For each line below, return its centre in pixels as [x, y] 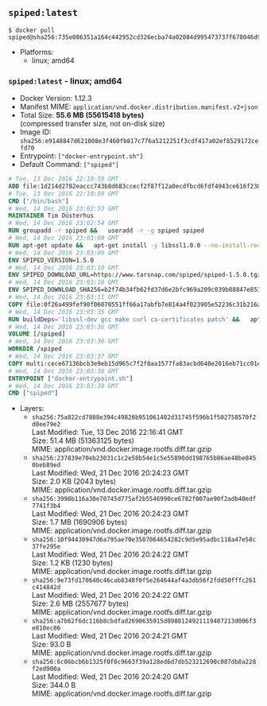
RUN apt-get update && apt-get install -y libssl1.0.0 [104, 245]
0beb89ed [46, 465]
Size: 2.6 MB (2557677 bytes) [80, 603]
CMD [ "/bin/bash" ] [39, 201]
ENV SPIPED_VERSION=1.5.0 [51, 260]
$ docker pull [32, 30]
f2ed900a [46, 669]
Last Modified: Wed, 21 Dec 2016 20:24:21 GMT [110, 636]
